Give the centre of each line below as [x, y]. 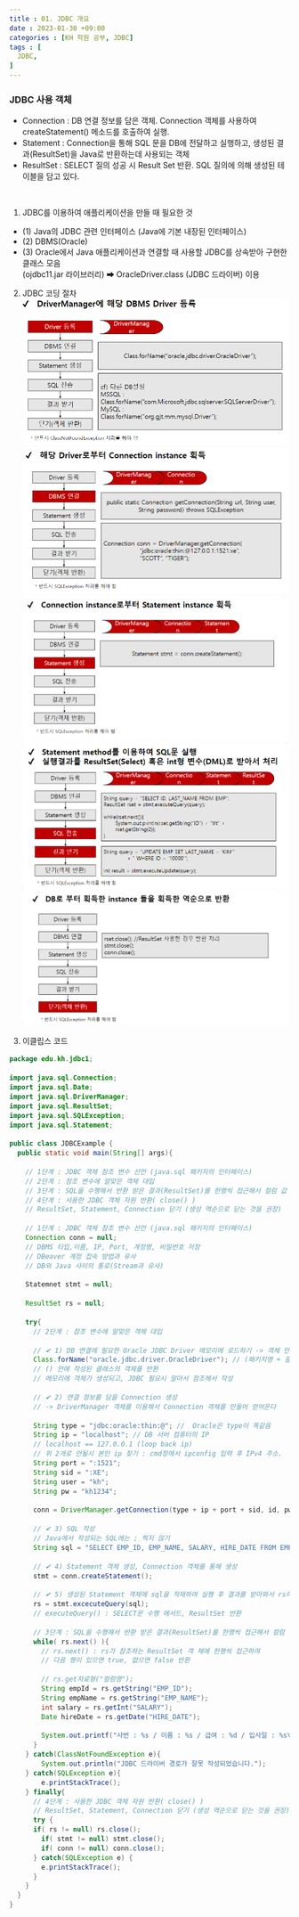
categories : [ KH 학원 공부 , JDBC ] [71, 37]
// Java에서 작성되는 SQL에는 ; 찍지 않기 [101, 1538]
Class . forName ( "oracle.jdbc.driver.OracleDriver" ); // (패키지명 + [157, 1360]
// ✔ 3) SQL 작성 [64, 1529]
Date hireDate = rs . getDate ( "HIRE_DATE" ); [121, 1717]
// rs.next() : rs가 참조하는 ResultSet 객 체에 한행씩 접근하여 [151, 1651]
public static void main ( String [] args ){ [95, 1154]
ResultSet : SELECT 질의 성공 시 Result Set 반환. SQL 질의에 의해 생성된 [149, 166]
